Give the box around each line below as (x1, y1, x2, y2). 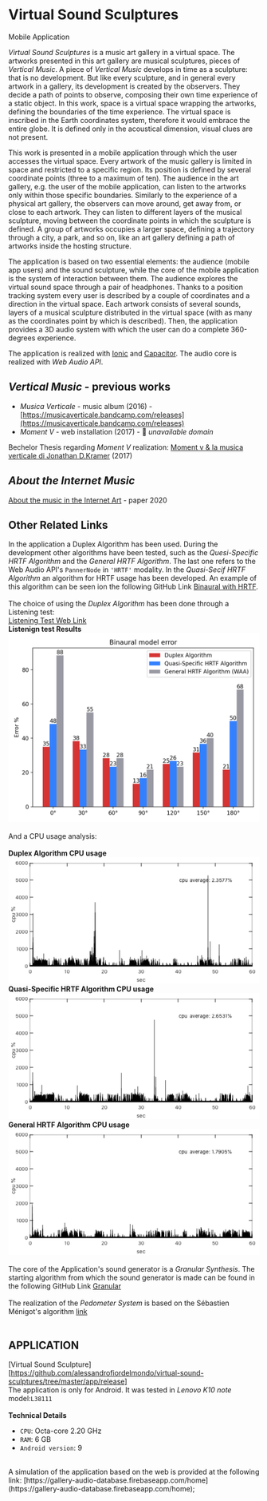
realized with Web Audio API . (8, 357, 104, 367)
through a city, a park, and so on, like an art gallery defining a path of (8, 232, 235, 242)
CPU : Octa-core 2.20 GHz (19, 1426, 102, 1435)
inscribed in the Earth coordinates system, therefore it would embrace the (8, 115, 251, 125)
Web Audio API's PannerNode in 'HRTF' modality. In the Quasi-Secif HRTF (8, 565, 245, 574)
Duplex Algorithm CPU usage (8, 848, 108, 858)
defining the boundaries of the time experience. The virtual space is (8, 106, 231, 117)
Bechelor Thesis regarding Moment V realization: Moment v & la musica (8, 442, 244, 452)
